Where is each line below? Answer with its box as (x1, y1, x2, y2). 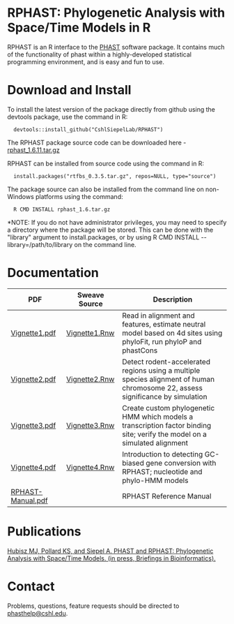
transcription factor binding (121, 420, 212, 430)
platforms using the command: (35, 192, 123, 200)
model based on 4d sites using (121, 328, 223, 338)
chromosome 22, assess (121, 382, 203, 392)
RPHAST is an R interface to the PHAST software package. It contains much (7, 43, 225, 51)
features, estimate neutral (121, 319, 206, 329)
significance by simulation (121, 392, 208, 401)
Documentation (7, 265, 100, 281)
